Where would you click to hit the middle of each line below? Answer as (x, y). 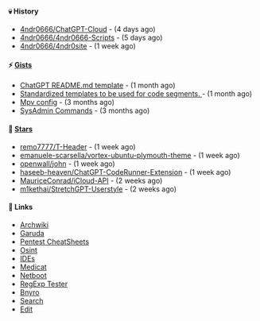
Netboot (33, 275)
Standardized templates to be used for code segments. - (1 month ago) (136, 94)
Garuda (32, 233)
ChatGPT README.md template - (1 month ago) (98, 85)
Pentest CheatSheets (54, 242)
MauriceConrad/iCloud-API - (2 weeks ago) (91, 180)
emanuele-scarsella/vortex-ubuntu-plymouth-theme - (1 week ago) (130, 155)
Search (31, 300)
